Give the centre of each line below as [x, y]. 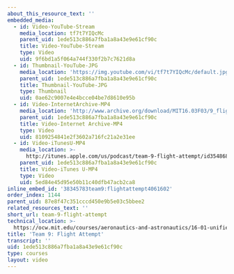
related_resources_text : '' [48, 208]
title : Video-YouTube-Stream [62, 46]
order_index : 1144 [34, 195]
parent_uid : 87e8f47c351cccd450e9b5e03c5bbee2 [76, 202]
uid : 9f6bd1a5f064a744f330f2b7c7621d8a [78, 59]
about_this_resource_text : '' [51, 14]
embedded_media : [31, 20]
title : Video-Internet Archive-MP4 [71, 124]
